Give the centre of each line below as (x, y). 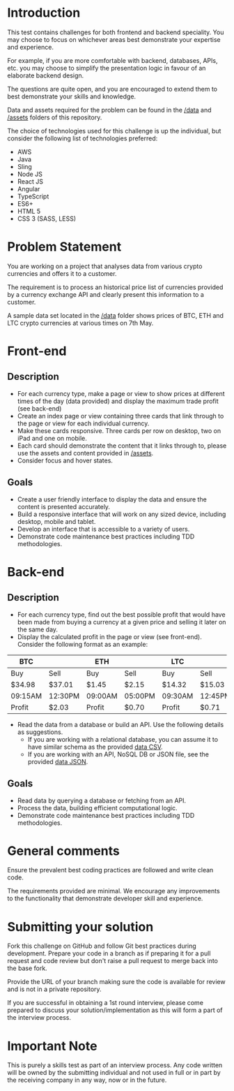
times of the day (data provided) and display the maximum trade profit (118, 401)
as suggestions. (40, 732)
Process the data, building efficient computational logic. (97, 807)
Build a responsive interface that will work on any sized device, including (122, 514)
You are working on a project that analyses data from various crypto (105, 266)
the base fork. (27, 968)
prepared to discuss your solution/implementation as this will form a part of (115, 1010)
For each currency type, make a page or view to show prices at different (121, 393)
